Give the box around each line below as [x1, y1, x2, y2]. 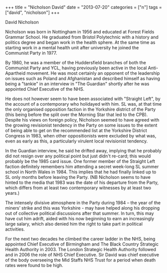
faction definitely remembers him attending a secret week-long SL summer [5, 164, 159, 169]
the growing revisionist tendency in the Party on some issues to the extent [5, 122, 158, 128]
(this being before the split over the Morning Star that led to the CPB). [5, 112, 148, 118]
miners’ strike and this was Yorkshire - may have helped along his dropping [5, 205, 160, 211]
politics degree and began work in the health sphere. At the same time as [5, 39, 156, 45]
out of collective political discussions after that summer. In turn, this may [5, 210, 154, 216]
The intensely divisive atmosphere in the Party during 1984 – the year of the [5, 200, 161, 206]
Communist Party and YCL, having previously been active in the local [5, 65, 147, 71]
